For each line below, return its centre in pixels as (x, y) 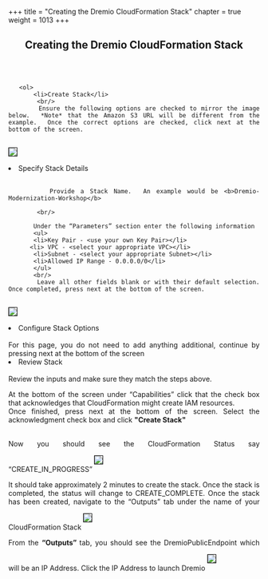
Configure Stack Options (59, 327)
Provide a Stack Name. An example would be (134, 191)
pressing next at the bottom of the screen (77, 353)
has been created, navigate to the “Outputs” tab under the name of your (134, 502)
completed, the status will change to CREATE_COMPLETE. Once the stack (134, 493)
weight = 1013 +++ (39, 20)
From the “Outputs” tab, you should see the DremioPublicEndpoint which (134, 542)
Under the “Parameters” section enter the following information (144, 226)
